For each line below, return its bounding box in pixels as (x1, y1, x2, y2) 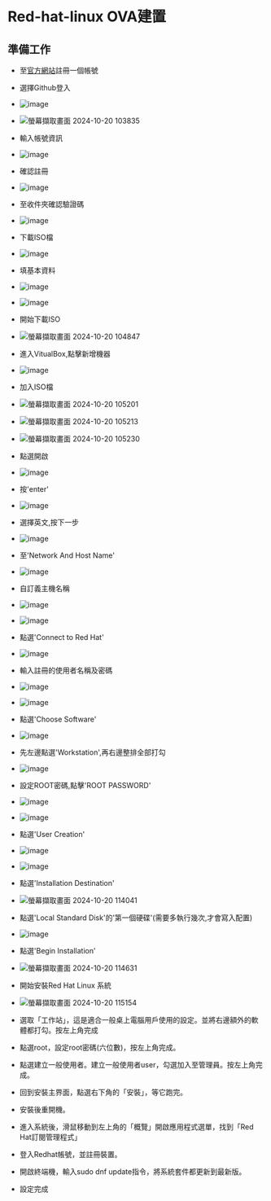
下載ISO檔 (19, 233, 54, 242)
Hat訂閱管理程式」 (19, 1133, 82, 1142)
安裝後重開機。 (19, 1105, 70, 1114)
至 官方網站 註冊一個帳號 (19, 66, 98, 75)
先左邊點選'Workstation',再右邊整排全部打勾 (19, 747, 166, 757)
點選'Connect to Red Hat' (19, 633, 105, 642)
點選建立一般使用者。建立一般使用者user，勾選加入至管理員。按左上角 (19, 1060, 256, 1069)
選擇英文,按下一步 (19, 518, 79, 527)
